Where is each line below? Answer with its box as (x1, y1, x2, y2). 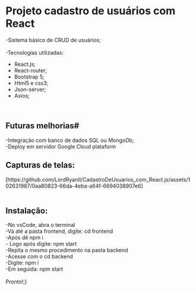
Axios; (14, 92, 30, 99)
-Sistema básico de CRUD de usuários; (5, 36, 102, 43)
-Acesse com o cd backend (5, 253, 74, 260)
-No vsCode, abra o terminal (5, 222, 75, 229)
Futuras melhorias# (5, 121, 80, 131)
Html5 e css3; (14, 79, 49, 87)
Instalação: (5, 205, 48, 216)
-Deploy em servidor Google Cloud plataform (5, 143, 116, 150)
